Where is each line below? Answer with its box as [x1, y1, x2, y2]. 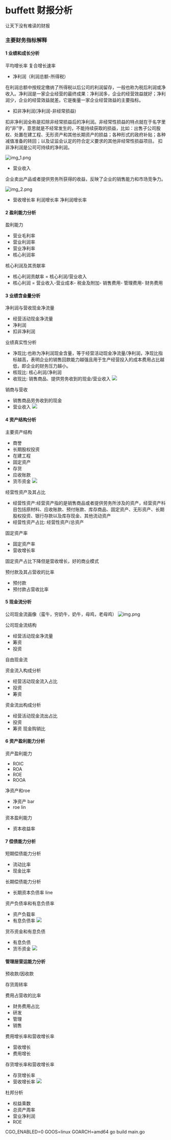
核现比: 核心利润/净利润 [12, 369, 62, 376]
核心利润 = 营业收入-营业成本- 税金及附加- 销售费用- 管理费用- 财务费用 [12, 280, 163, 286]
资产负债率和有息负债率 [5, 900, 54, 906]
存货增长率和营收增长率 [5, 1061, 54, 1067]
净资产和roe [5, 788, 31, 794]
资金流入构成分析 [5, 667, 41, 673]
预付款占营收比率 [12, 586, 49, 592]
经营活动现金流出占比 [12, 713, 58, 719]
